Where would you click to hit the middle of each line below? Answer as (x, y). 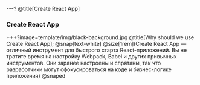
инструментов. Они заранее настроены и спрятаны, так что (84, 63)
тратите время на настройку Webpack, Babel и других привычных (92, 57)
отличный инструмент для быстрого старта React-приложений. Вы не (97, 50)
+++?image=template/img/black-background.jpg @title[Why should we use (100, 37)
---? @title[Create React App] (43, 9)
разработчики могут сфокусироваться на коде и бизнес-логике (89, 69)
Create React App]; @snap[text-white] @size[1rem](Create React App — (96, 44)
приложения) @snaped (36, 76)
